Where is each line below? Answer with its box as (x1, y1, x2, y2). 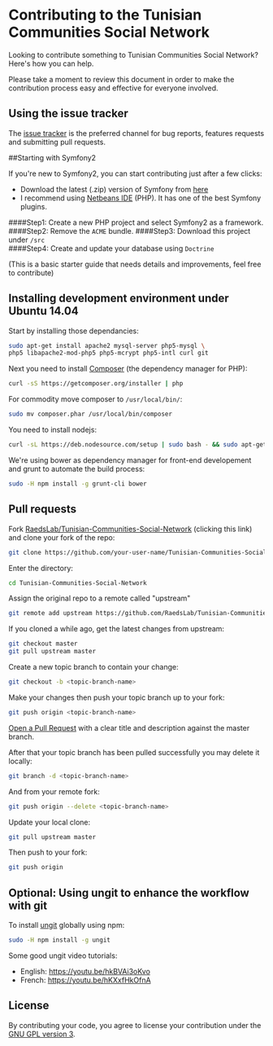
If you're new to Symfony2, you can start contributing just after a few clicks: (8, 169, 262, 178)
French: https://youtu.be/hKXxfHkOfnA (19, 975, 152, 985)
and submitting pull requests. (8, 137, 106, 147)
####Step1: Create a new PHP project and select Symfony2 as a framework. (8, 218, 264, 227)
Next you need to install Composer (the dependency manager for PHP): (8, 364, 248, 374)
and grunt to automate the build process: (8, 464, 145, 473)
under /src (8, 235, 45, 244)
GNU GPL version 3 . (8, 1029, 76, 1039)
